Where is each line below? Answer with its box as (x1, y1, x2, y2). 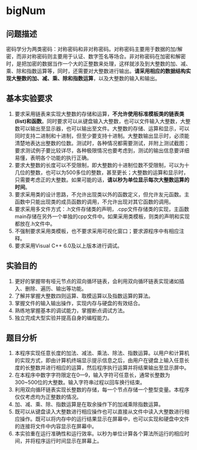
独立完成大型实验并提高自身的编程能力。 (14, 314, 113, 321)
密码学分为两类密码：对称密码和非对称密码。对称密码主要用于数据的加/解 (6, 46, 183, 52)
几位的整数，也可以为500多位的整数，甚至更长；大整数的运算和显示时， (14, 169, 189, 176)
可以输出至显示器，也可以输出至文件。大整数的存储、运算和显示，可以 (19, 125, 189, 132)
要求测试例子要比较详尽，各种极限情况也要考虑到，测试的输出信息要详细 (14, 146, 189, 154)
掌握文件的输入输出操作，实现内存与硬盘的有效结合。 (14, 299, 144, 306)
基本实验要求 (6, 94, 53, 104)
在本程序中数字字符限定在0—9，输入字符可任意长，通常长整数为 (14, 371, 171, 379)
